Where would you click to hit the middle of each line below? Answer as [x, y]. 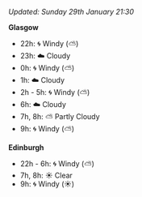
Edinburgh [26, 148]
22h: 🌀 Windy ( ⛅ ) [49, 43]
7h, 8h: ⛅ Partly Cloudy [60, 116]
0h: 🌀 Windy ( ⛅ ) [47, 68]
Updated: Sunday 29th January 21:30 [71, 12]
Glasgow [23, 27]
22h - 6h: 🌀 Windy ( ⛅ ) [57, 164]
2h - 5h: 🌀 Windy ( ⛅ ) [55, 92]
